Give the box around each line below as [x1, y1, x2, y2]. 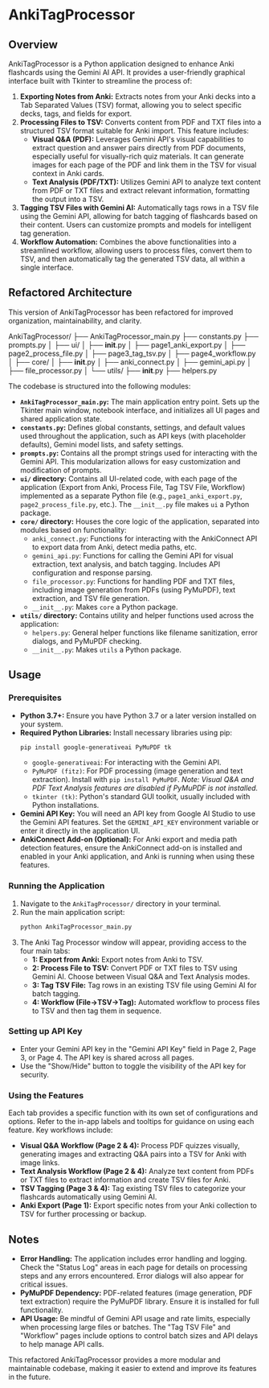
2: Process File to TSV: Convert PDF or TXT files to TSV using [31, 963, 238, 973]
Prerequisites [8, 692, 62, 703]
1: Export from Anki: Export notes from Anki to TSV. [31, 954, 203, 964]
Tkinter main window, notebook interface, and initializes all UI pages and [19, 405, 260, 415]
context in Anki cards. [31, 169, 104, 178]
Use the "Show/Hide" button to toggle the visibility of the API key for [19, 1061, 247, 1071]
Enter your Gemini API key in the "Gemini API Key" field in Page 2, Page [19, 1044, 257, 1053]
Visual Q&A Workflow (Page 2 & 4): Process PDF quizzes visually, [19, 1141, 240, 1151]
